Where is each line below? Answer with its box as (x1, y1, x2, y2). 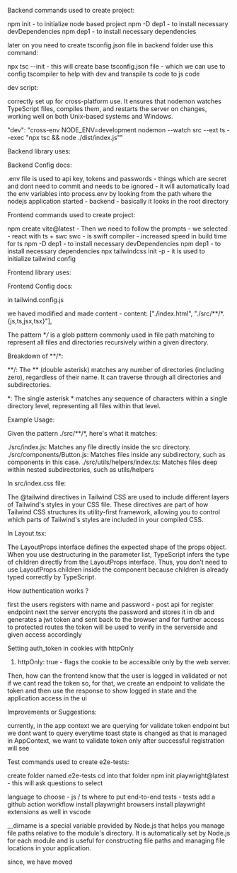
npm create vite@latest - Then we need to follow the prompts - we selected (7, 224, 229, 233)
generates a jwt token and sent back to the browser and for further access (7, 615, 224, 623)
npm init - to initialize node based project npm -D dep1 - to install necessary (7, 20, 229, 28)
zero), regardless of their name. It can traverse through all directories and (7, 373, 221, 381)
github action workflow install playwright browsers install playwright (7, 800, 206, 809)
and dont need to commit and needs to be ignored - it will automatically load (7, 182, 230, 190)
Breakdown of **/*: (7, 352, 64, 360)
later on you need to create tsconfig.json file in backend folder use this (7, 41, 214, 49)
